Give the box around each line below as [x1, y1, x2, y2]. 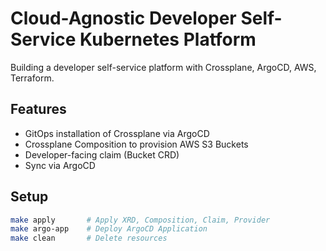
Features [10, 101, 67, 118]
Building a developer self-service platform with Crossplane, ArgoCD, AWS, [10, 61, 317, 73]
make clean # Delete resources [10, 233, 168, 244]
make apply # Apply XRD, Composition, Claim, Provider [10, 215, 271, 225]
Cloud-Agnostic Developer [10, 7, 237, 30]
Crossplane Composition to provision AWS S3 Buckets [24, 138, 249, 150]
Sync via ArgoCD [24, 159, 96, 171]
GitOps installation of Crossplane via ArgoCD [24, 127, 210, 139]
